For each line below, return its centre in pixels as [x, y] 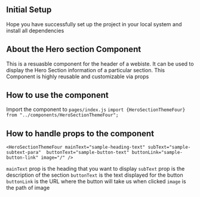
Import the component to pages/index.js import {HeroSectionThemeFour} [96, 109]
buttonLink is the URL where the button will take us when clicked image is [96, 181]
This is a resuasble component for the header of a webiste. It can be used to [100, 64]
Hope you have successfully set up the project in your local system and [94, 24]
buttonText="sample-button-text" [88, 153]
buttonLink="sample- [157, 153]
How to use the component [57, 95]
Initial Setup [29, 10]
